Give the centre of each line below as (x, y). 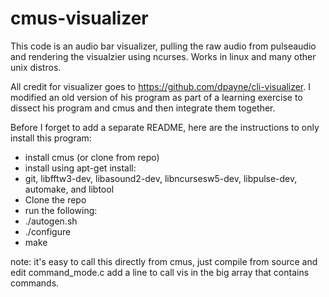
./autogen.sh (51, 221)
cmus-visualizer (79, 18)
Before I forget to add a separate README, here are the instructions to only (165, 127)
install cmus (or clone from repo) (92, 157)
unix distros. (36, 67)
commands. (35, 283)
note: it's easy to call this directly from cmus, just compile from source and (164, 261)
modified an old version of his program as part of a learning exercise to (156, 97)
